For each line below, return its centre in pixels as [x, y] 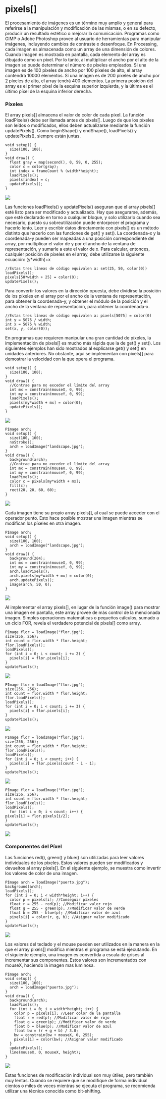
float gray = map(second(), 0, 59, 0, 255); [56, 163]
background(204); [28, 558]
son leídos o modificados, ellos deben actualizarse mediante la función [78, 125]
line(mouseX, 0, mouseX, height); [45, 1052]
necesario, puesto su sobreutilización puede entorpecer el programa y [77, 223]
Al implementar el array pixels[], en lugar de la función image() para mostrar [83, 607]
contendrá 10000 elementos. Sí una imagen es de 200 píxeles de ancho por [83, 75]
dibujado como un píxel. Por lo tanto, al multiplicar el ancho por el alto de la [82, 59]
